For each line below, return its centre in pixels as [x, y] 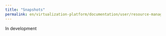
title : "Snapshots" [25, 10]
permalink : [16, 14]
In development [21, 28]
